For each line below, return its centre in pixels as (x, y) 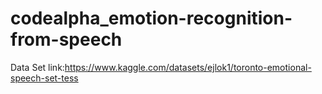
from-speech (66, 39)
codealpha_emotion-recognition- (151, 18)
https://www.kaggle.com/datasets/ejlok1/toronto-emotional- (188, 67)
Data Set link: (37, 67)
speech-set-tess (44, 78)
